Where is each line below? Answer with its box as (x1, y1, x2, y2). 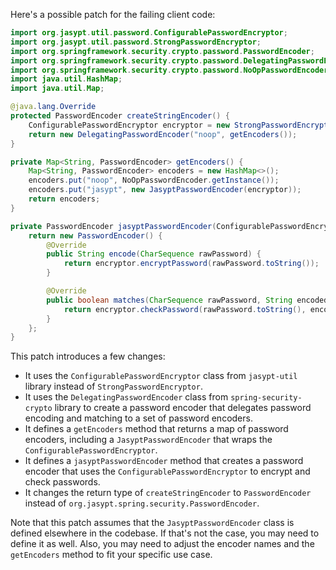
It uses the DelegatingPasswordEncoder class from (24, 391, 229, 403)
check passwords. (24, 476, 101, 488)
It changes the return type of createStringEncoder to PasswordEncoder (24, 487, 312, 499)
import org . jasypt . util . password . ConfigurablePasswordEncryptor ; (10, 28, 288, 38)
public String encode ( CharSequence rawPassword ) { (46, 249, 262, 259)
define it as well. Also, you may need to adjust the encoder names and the (10, 538, 315, 550)
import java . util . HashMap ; (10, 74, 123, 84)
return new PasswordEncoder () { (28, 230, 163, 241)
